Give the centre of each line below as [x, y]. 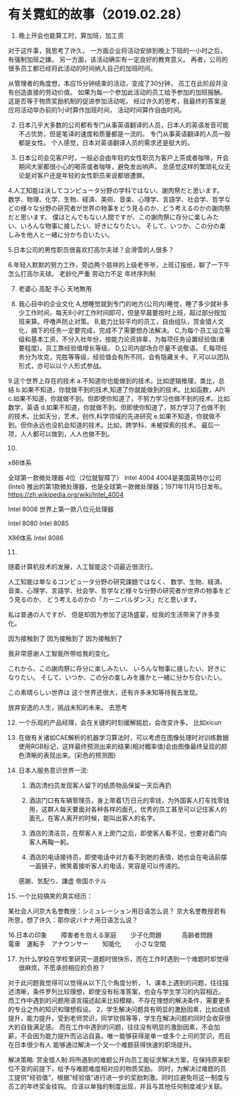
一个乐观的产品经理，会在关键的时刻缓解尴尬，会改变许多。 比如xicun [120, 722]
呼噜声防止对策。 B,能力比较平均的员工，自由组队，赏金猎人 [130, 321]
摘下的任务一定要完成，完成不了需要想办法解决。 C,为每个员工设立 [127, 330]
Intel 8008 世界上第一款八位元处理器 [61, 509]
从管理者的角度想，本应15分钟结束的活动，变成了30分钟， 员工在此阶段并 [115, 83]
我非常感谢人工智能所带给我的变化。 [61, 653]
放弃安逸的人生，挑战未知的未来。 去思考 [68, 707]
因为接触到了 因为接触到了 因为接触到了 [65, 638]
